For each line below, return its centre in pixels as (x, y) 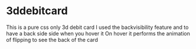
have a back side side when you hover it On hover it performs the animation (98, 33)
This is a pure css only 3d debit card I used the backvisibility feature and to (97, 27)
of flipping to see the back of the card (52, 40)
